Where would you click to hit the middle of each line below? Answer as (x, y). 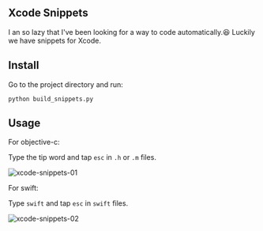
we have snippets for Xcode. (54, 40)
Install (24, 65)
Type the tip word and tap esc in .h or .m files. (82, 157)
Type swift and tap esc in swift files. (68, 203)
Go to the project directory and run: (66, 84)
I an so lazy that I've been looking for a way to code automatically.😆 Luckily (131, 32)
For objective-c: (34, 142)
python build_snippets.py (51, 99)
